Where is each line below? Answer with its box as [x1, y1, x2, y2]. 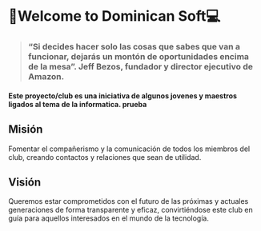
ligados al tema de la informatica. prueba [8, 99, 147, 109]
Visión [8, 175, 42, 189]
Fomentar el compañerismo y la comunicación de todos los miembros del [8, 144, 251, 153]
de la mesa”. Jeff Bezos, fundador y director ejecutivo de [27, 62, 254, 73]
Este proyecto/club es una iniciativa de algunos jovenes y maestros [8, 90, 238, 101]
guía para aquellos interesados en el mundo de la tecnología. [8, 213, 210, 223]
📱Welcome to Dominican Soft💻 [8, 7, 221, 26]
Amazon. [27, 71, 65, 82]
